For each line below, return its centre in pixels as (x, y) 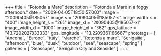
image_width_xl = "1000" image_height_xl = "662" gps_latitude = (71, 28)
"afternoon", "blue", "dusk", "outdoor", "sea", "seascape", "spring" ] (74, 43)
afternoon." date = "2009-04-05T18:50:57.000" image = (62, 12)
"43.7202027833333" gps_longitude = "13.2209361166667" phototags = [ (80, 33)
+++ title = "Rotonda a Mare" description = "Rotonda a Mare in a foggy (77, 7)
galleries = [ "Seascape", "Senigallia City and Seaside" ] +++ (67, 48)
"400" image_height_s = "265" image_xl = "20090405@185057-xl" (73, 22)
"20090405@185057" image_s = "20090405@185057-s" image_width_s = (81, 17)
